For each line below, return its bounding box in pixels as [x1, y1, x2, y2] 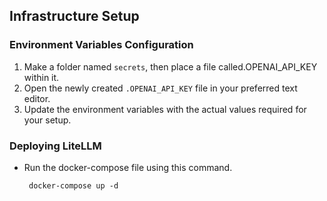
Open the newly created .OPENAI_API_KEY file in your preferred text [23, 82, 298, 94]
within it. [23, 71, 60, 83]
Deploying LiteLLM [9, 139, 102, 153]
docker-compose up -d [28, 180, 119, 191]
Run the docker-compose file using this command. [23, 161, 233, 173]
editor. [23, 92, 51, 104]
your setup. [23, 114, 72, 126]
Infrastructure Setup [9, 8, 140, 25]
